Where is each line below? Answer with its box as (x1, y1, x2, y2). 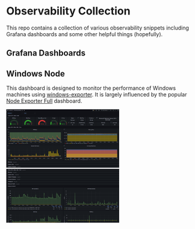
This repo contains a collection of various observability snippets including (6, 24, 190, 31)
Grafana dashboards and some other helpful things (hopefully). (6, 30, 163, 37)
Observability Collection (6, 4, 131, 18)
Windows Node (6, 68, 65, 79)
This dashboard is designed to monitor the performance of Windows (6, 84, 176, 92)
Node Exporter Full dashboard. (6, 98, 82, 105)
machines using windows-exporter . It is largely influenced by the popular (6, 91, 187, 98)
